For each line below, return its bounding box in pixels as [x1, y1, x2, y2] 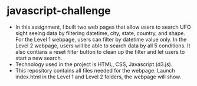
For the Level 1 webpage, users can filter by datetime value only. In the [15, 36, 187, 43]
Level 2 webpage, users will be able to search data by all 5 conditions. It [15, 42, 191, 49]
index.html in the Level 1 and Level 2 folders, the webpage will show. [15, 73, 182, 80]
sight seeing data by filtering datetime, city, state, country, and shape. [15, 29, 185, 36]
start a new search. [15, 54, 63, 61]
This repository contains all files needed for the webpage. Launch [15, 67, 176, 74]
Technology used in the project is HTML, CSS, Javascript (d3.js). [15, 60, 173, 68]
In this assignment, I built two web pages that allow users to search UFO [15, 23, 191, 30]
